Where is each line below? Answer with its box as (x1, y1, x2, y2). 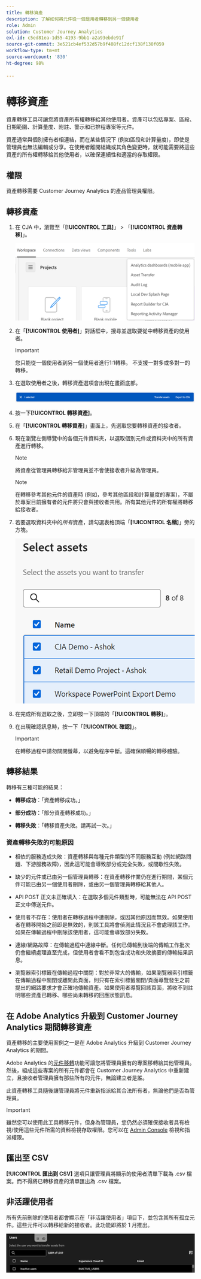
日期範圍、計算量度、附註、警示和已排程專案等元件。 (6, 123, 138, 131)
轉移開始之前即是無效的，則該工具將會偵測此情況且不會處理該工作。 (25, 921, 193, 929)
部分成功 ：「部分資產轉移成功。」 (14, 809, 94, 816)
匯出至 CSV (6, 1153, 49, 1163)
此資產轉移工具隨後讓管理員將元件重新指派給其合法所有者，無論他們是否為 (6, 1087, 190, 1094)
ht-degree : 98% (6, 60, 44, 66)
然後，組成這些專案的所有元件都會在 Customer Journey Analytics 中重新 (6, 1066, 184, 1074)
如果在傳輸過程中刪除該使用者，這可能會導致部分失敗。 (14, 929, 151, 936)
